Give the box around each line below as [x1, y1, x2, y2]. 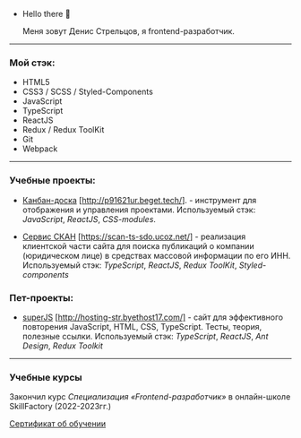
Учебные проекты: [9, 175, 96, 187]
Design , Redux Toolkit [21, 340, 103, 351]
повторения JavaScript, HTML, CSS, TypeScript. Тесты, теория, [21, 321, 262, 331]
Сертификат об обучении [9, 418, 107, 429]
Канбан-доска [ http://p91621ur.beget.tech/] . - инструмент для [21, 194, 257, 205]
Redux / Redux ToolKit [21, 125, 105, 135]
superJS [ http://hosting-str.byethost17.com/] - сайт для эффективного [21, 312, 284, 322]
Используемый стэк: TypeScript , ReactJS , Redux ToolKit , [21, 260, 237, 271]
